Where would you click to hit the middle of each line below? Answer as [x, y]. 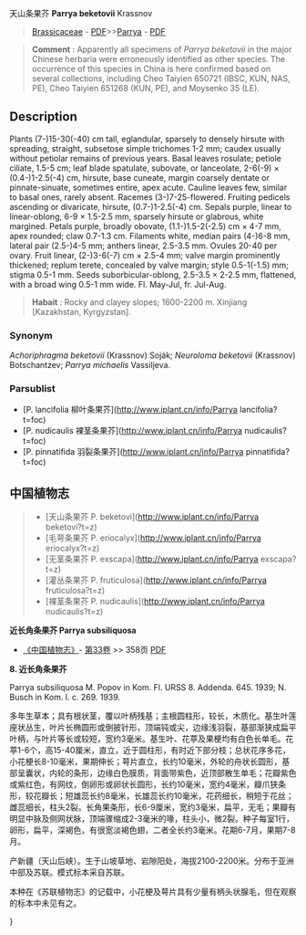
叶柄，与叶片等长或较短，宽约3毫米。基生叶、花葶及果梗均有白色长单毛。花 [152, 739]
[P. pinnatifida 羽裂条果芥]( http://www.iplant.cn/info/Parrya [133, 452]
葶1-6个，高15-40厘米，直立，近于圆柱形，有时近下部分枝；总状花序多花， [150, 751]
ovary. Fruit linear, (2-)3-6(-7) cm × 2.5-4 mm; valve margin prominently [145, 255]
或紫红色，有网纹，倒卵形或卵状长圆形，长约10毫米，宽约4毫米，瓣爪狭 [144, 784]
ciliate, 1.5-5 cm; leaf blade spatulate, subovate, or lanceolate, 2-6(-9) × [144, 168]
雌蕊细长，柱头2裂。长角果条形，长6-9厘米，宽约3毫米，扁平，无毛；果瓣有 [153, 807]
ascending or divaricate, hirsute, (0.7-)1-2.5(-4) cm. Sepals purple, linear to [151, 206]
